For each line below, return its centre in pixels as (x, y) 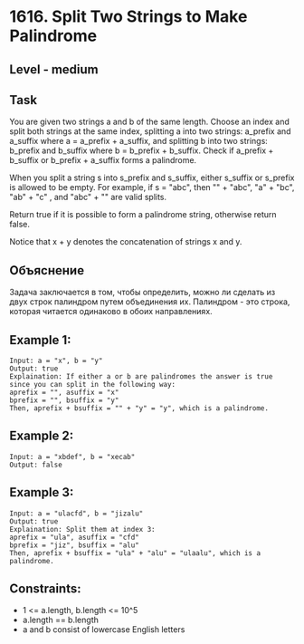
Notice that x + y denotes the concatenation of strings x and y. (126, 242)
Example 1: (40, 340)
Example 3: (42, 492)
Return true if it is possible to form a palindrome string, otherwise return (143, 215)
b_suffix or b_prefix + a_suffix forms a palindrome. (103, 160)
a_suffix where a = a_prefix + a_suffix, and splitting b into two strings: (139, 141)
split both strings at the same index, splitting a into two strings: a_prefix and (150, 131)
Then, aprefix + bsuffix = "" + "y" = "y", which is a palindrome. (139, 409)
